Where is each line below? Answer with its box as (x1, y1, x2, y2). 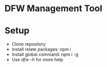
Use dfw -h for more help (11, 57, 63, 63)
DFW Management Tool (4, 3, 103, 14)
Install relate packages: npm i (11, 47, 72, 52)
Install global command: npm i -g (11, 51, 79, 57)
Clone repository (11, 41, 46, 47)
